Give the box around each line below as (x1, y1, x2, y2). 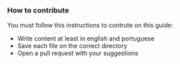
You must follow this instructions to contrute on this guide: (7, 21, 174, 30)
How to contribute (7, 6, 69, 15)
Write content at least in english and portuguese (17, 34, 154, 43)
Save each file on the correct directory (17, 42, 128, 50)
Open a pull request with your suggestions (17, 49, 138, 57)
